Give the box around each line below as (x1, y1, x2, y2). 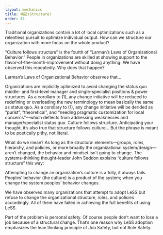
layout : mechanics (5, 7, 42, 12)
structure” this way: (5, 160, 44, 166)
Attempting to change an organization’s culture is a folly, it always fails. (5, 170, 147, 176)
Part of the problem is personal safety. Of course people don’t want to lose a (5, 215, 158, 220)
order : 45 (5, 16, 25, 21)
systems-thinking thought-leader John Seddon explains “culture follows (5, 155, 149, 161)
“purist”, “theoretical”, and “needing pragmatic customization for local (5, 109, 144, 115)
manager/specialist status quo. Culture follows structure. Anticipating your (5, 120, 154, 126)
